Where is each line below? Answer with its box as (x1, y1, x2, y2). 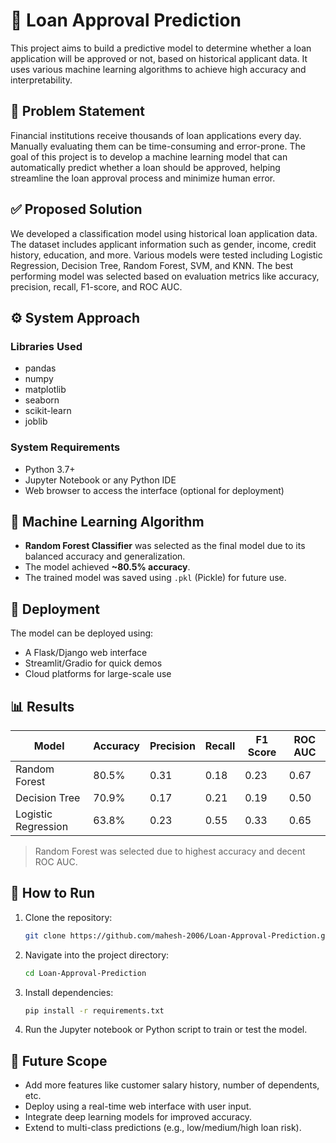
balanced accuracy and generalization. (24, 550, 186, 563)
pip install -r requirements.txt (24, 1005, 165, 1016)
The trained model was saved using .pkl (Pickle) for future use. (24, 572, 287, 584)
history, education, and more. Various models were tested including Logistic (10, 249, 323, 261)
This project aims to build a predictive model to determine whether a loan (10, 42, 312, 54)
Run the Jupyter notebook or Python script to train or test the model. (24, 1024, 308, 1036)
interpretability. (10, 74, 73, 86)
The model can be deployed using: (10, 627, 154, 639)
